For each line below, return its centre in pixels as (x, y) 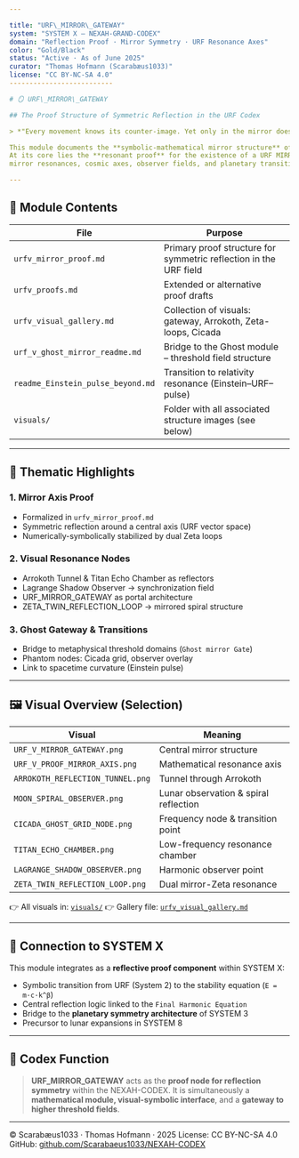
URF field (183, 269)
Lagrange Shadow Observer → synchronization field (118, 587)
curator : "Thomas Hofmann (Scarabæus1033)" (91, 67)
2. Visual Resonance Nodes (70, 559)
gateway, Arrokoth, (203, 321)
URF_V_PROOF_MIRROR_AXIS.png (75, 764)
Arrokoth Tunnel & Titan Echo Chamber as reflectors (118, 578)
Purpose (224, 232)
